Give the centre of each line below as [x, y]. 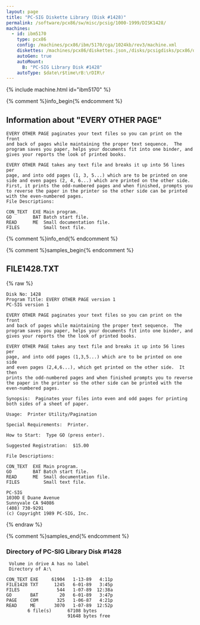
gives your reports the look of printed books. [66, 155]
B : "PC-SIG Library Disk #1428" [62, 67]
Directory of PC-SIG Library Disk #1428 [64, 551]
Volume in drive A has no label [49, 564]
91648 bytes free [89, 616]
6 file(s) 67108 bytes [62, 611]
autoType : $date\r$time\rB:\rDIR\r [61, 73]
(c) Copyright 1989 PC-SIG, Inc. [48, 513]
